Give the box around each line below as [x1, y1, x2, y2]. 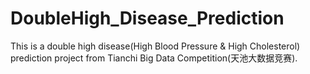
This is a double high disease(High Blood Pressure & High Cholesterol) [10, 40, 301, 52]
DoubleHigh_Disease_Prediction [10, 7, 285, 30]
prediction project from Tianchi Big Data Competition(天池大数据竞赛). [10, 52, 298, 64]
